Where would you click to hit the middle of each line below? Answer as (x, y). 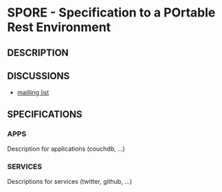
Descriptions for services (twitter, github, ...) (70, 182)
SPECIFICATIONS (45, 114)
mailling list (33, 93)
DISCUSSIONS (38, 76)
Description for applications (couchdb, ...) (66, 149)
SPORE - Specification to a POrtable (111, 13)
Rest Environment (59, 27)
